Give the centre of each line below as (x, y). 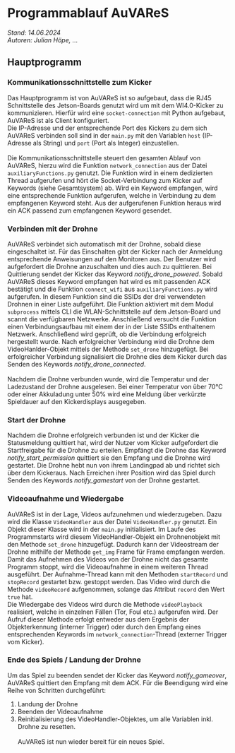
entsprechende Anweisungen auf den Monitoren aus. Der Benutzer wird (112, 259)
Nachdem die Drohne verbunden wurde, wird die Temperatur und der (108, 379)
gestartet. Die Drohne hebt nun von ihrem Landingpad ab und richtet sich (114, 466)
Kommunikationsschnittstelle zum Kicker (79, 83)
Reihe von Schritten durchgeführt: (57, 690)
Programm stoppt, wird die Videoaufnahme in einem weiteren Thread (108, 567)
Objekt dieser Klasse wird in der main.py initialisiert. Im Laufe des (102, 529)
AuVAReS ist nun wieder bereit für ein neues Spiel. (91, 741)
